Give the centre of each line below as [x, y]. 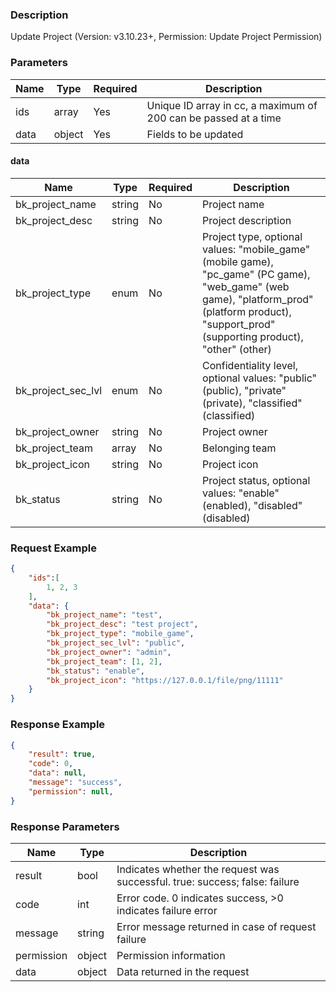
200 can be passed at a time [214, 118]
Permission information [171, 955]
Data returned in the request [183, 971]
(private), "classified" [252, 403]
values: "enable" [241, 493]
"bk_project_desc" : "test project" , [122, 624]
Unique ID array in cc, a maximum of [232, 105]
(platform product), [247, 311]
